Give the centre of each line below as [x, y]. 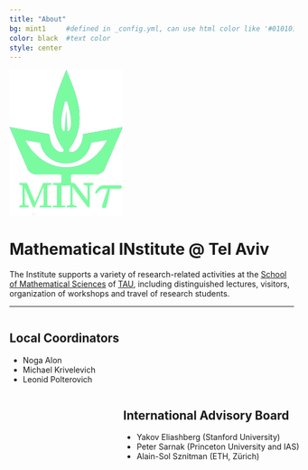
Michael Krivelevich [59, 370]
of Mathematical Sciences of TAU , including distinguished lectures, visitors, [150, 284]
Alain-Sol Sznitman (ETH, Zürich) [198, 456]
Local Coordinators [65, 338]
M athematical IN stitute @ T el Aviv [140, 249]
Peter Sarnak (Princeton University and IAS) [218, 446]
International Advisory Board [206, 415]
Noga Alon [42, 360]
